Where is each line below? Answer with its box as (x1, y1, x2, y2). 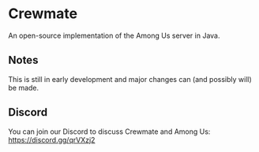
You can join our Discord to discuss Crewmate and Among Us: (8, 127, 211, 136)
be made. (8, 83, 39, 92)
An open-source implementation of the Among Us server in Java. (8, 31, 220, 40)
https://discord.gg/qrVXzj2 (8, 135, 96, 144)
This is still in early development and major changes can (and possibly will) (8, 74, 253, 83)
